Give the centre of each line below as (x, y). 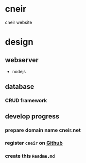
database (20, 87)
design (19, 42)
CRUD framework (26, 100)
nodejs (19, 71)
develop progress (32, 116)
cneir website (19, 22)
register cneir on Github (34, 143)
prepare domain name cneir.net (43, 130)
